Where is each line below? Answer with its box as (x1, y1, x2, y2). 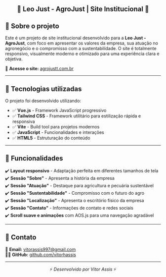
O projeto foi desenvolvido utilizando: (5, 98, 82, 104)
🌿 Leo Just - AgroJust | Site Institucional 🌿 (17, 5, 149, 13)
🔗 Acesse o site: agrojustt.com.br (5, 65, 74, 72)
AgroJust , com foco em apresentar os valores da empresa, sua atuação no (5, 40, 158, 46)
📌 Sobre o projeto (5, 22, 59, 30)
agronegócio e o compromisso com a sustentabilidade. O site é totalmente (5, 46, 157, 52)
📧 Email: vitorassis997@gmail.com (5, 246, 76, 252)
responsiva (12, 118, 36, 124)
